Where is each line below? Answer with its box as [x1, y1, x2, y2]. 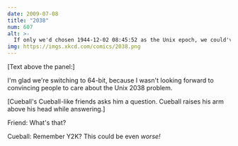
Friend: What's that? [7, 118, 67, 127]
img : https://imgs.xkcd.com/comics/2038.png [7, 43, 141, 50]
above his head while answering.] [7, 105, 106, 113]
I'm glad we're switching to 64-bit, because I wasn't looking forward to [7, 76, 214, 85]
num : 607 [7, 23, 33, 30]
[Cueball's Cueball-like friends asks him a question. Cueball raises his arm [7, 97, 225, 106]
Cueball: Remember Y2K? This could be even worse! [7, 132, 161, 140]
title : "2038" [7, 17, 50, 24]
